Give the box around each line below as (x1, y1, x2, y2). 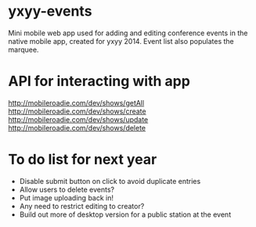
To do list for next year (8, 151, 157, 168)
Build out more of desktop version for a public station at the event (19, 210, 232, 219)
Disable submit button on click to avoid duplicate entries (19, 176, 201, 186)
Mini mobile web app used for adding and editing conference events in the (8, 28, 248, 38)
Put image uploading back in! (19, 193, 114, 202)
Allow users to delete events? (19, 185, 115, 194)
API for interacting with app (8, 73, 190, 90)
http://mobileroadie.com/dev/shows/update (8, 114, 149, 124)
